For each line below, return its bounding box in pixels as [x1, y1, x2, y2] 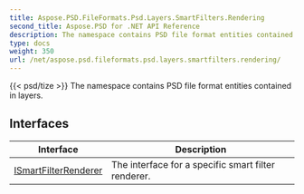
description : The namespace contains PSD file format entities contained [9, 30, 294, 39]
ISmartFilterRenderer [14, 164, 103, 177]
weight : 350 [9, 47, 54, 56]
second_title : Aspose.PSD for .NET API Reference [9, 22, 201, 31]
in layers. [9, 90, 43, 101]
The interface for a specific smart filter [111, 158, 276, 170]
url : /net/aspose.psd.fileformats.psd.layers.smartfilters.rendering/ [9, 55, 281, 64]
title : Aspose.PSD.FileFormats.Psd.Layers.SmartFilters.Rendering [9, 13, 265, 23]
